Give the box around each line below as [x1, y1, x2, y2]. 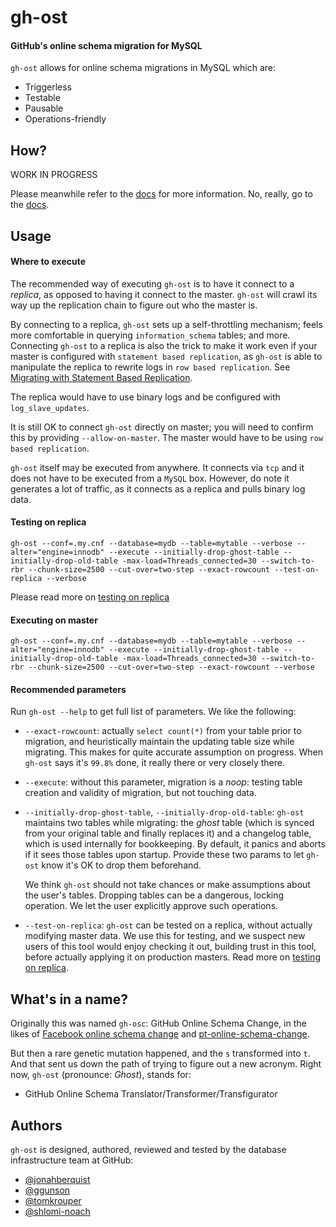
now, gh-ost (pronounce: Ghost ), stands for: [10, 1069, 192, 1081]
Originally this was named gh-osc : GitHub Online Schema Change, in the [10, 1017, 307, 1030]
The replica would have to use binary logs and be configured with [10, 391, 281, 403]
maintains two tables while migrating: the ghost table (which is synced [24, 817, 315, 829]
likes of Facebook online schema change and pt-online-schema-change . [10, 1028, 310, 1040]
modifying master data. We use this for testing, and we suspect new [24, 930, 306, 942]
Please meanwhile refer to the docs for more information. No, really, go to [10, 188, 313, 200]
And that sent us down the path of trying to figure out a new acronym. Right [10, 1058, 322, 1070]
